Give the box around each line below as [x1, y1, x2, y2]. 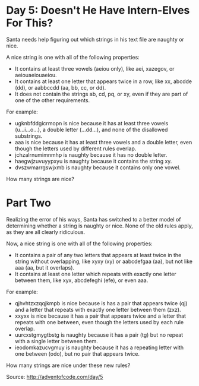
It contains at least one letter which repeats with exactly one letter [14, 270, 176, 277]
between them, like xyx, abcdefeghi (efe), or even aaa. [14, 277, 149, 284]
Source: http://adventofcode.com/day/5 [6, 373, 103, 380]
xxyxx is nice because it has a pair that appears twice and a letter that [14, 312, 186, 319]
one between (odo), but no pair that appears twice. [14, 350, 140, 357]
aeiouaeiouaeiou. [14, 71, 58, 78]
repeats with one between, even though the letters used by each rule [14, 318, 184, 325]
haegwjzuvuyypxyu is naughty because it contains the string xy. [14, 157, 172, 164]
